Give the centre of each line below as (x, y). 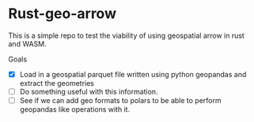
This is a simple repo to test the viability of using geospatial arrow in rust (127, 35)
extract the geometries (57, 83)
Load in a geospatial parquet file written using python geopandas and (133, 74)
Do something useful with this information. (89, 92)
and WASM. (27, 43)
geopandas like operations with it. (75, 109)
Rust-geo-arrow (63, 14)
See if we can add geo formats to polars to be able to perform (120, 101)
